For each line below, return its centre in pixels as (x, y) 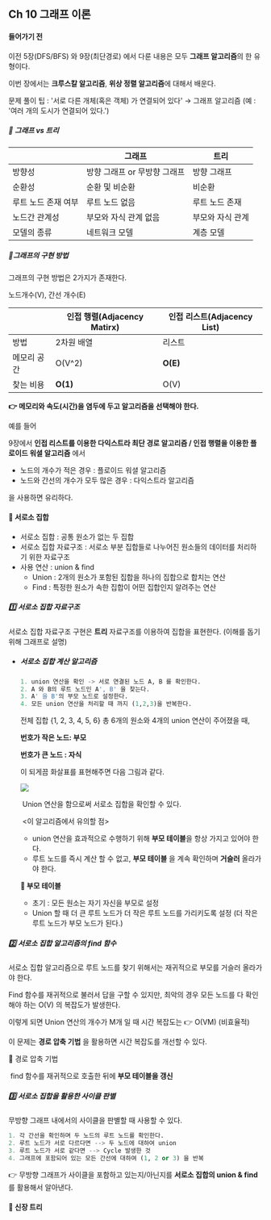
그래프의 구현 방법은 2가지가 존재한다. (68, 278)
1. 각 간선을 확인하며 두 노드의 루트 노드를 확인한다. (86, 1136)
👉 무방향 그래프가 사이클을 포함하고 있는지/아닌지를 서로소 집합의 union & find (133, 1174)
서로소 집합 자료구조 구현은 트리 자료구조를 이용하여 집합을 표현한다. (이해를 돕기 (134, 631)
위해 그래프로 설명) (38, 641)
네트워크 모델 (110, 232)
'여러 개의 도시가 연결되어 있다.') (59, 111)
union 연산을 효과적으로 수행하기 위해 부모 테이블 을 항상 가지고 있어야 (141, 838)
